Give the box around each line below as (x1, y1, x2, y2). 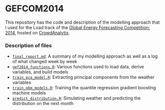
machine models (12, 90, 46, 96)
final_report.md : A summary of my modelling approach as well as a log (12, 53, 158, 59)
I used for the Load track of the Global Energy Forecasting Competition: (5, 24, 150, 30)
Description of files (5, 42, 52, 49)
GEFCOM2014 (5, 3, 64, 14)
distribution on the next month (12, 101, 74, 107)
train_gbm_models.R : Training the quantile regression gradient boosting (12, 85, 156, 91)
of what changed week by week (12, 59, 77, 65)
